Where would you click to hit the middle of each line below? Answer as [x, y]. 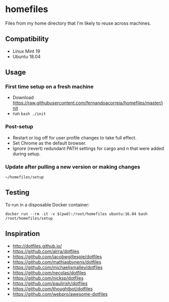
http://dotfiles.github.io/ [37, 246]
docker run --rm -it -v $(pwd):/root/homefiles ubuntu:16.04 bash [76, 214]
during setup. [26, 154]
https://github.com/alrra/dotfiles [46, 251]
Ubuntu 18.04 [26, 56]
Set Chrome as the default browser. [49, 143]
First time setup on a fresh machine [49, 87]
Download [23, 98]
